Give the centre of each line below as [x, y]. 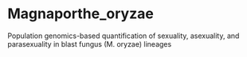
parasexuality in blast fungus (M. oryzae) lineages [90, 44]
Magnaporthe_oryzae [81, 14]
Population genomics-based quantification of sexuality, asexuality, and [123, 36]
